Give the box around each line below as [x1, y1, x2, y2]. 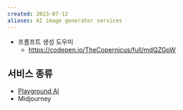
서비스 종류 [7, 67, 53, 79]
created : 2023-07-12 [7, 10, 69, 18]
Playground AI [17, 87, 59, 96]
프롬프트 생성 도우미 [17, 37, 73, 46]
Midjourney [17, 94, 51, 103]
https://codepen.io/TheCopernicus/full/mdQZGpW [28, 45, 177, 54]
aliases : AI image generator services [7, 17, 122, 24]
